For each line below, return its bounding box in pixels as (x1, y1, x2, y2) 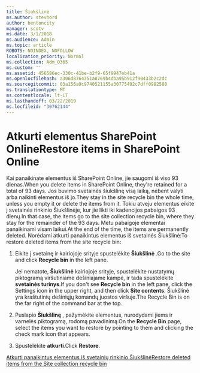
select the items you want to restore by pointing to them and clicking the (14, 324, 193, 332)
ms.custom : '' (6, 64, 42, 71)
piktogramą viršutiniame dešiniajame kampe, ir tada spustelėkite (14, 274, 174, 282)
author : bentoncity (6, 20, 55, 26)
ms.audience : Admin (6, 37, 55, 43)
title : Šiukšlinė (6, 8, 50, 15)
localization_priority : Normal (6, 53, 84, 59)
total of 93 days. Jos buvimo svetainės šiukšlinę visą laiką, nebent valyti (6, 187, 184, 195)
